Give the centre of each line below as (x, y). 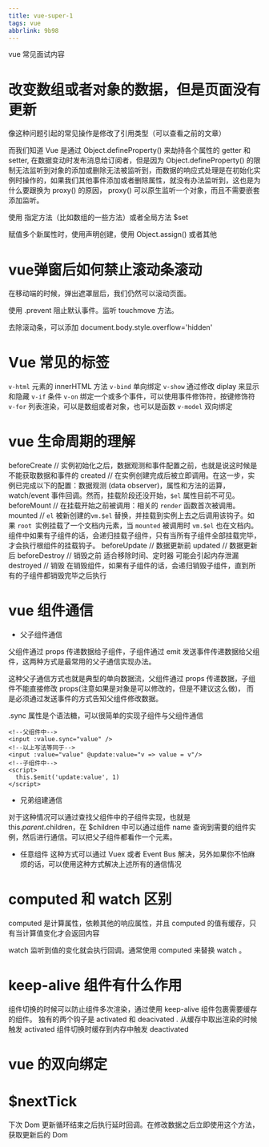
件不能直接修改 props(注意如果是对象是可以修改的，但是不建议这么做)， (127, 688)
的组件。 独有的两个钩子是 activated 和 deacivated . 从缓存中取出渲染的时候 (133, 1019)
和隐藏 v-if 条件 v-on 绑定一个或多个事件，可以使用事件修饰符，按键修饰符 (132, 396)
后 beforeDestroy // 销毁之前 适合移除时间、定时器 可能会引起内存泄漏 (124, 555)
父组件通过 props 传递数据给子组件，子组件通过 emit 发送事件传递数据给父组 (134, 652)
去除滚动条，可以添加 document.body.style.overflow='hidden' (110, 327)
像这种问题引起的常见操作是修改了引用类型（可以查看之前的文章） (117, 134)
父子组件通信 (41, 635)
